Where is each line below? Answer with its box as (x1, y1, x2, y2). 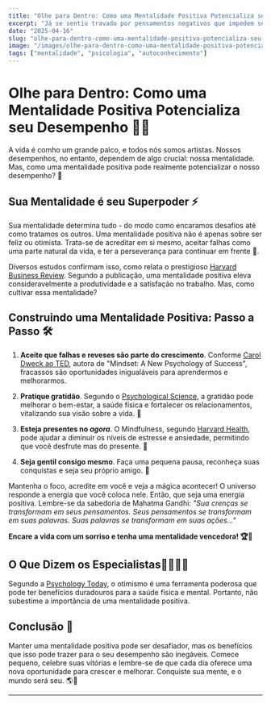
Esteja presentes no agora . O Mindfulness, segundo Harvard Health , (19, 424, 250, 434)
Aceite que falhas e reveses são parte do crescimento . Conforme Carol (19, 350, 261, 360)
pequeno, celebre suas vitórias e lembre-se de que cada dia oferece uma (8, 658, 252, 668)
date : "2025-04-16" (8, 27, 74, 35)
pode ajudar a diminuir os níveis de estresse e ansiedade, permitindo (19, 432, 250, 442)
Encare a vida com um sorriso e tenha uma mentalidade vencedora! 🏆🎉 (8, 531, 253, 541)
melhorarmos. (19, 376, 67, 385)
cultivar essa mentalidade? (8, 287, 98, 297)
